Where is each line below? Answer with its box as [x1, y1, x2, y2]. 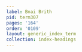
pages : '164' [6, 20, 39, 26]
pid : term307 [6, 14, 39, 20]
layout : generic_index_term [6, 31, 77, 37]
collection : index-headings [6, 36, 77, 42]
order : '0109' [6, 25, 42, 32]
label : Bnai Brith [6, 8, 52, 15]
